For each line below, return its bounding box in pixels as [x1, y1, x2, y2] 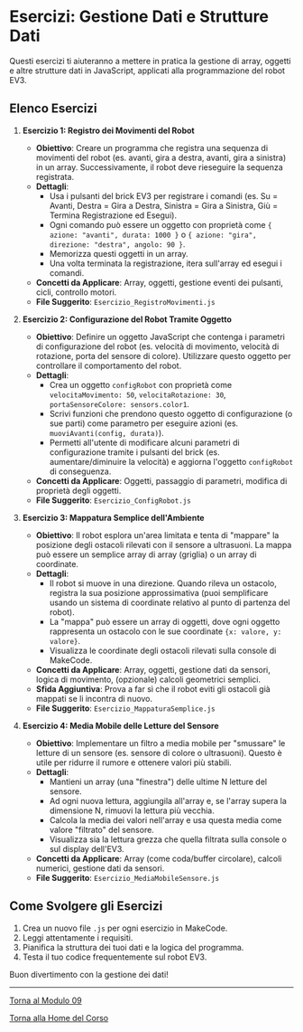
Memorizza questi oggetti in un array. [49, 248, 189, 259]
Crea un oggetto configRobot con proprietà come [49, 379, 233, 390]
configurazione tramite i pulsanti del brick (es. [49, 446, 221, 458]
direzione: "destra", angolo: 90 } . [49, 238, 186, 250]
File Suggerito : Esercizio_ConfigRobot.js [35, 495, 191, 506]
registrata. [35, 171, 75, 182]
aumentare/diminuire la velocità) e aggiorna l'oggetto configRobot [49, 456, 294, 467]
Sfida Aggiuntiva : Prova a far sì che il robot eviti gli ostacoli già [35, 683, 271, 694]
